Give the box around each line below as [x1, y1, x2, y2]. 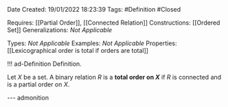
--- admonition [7, 94, 49, 102]
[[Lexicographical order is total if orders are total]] [7, 47, 149, 54]
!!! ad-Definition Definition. [7, 60, 82, 68]
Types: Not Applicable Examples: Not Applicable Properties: [7, 39, 177, 47]
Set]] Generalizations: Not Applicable [7, 26, 113, 34]
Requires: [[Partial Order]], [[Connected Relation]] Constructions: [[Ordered [7, 19, 220, 27]
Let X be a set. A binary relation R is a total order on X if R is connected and [7, 73, 222, 81]
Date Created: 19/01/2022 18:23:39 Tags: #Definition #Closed [7, 5, 181, 13]
